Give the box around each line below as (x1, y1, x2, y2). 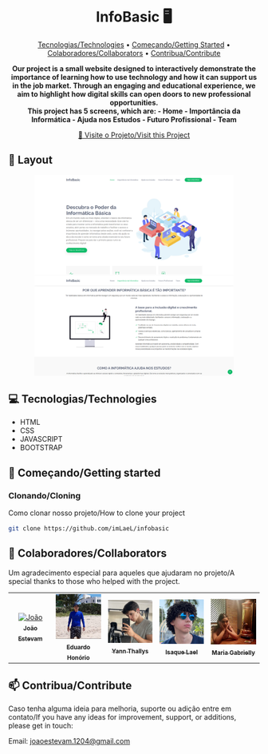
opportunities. (109, 97, 159, 107)
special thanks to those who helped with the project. (8, 576, 181, 585)
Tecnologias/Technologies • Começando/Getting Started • (37, 39, 231, 50)
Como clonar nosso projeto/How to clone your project (8, 508, 186, 518)
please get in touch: (8, 721, 73, 731)
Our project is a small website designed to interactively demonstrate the (11, 63, 257, 73)
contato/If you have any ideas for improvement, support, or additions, (8, 712, 237, 722)
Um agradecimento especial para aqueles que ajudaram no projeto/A (8, 568, 235, 577)
